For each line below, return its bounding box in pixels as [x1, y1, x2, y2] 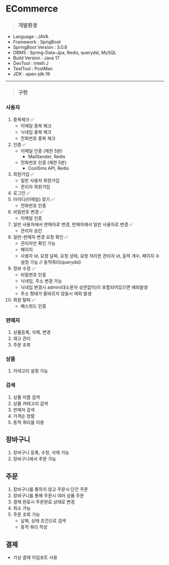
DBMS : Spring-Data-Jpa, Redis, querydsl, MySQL [13, 50, 117, 56]
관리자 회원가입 [20, 183, 51, 190]
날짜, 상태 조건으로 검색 [20, 518, 67, 524]
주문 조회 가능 [13, 511, 40, 518]
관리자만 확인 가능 [20, 240, 56, 246]
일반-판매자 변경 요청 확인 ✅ [13, 234, 69, 240]
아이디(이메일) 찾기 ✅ [13, 196, 55, 202]
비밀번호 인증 [20, 271, 47, 277]
